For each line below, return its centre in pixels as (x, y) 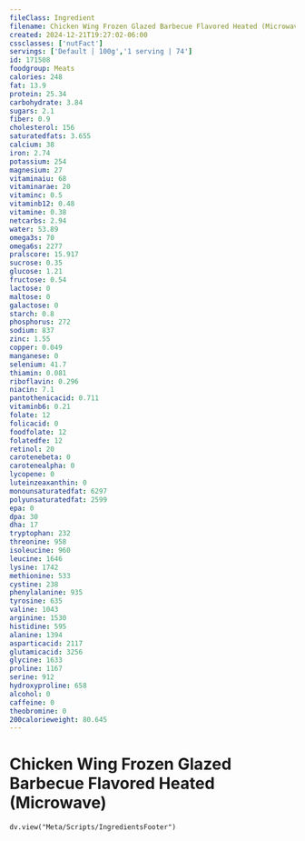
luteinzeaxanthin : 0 (49, 483)
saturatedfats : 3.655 (50, 136)
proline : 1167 (36, 669)
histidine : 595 (38, 626)
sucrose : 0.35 (36, 263)
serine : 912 (32, 677)
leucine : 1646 (36, 559)
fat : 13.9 (28, 85)
